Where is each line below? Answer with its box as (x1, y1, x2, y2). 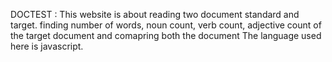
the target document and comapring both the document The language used (10, 30, 322, 41)
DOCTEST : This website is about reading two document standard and (10, 9, 300, 20)
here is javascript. (10, 40, 84, 52)
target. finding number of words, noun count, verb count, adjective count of (10, 19, 322, 31)
